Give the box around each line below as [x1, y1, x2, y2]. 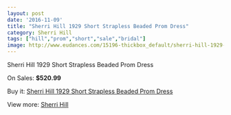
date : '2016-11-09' [7, 16, 63, 23]
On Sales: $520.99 [7, 74, 62, 82]
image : [7, 42, 26, 49]
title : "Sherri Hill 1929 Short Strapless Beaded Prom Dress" [7, 23, 189, 29]
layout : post [7, 10, 45, 17]
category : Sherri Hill [7, 29, 72, 36]
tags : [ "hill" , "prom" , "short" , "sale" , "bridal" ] [7, 36, 146, 42]
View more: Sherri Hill [7, 101, 69, 108]
